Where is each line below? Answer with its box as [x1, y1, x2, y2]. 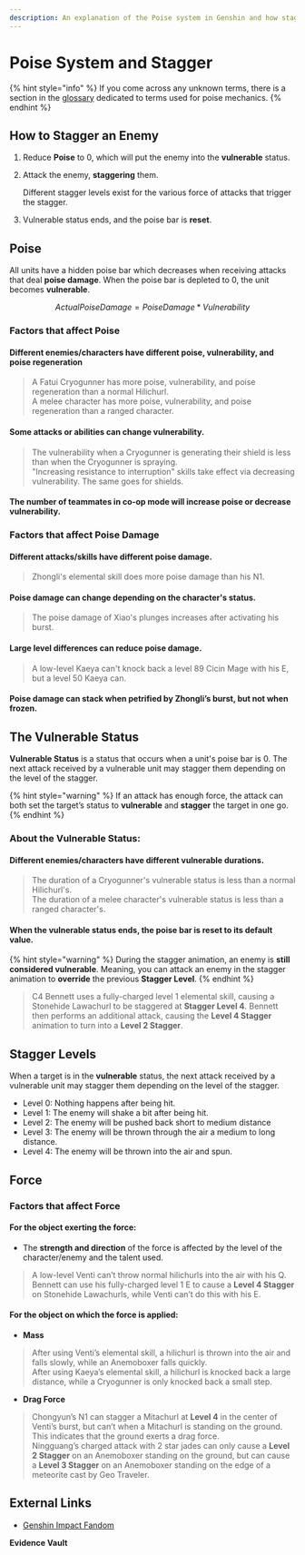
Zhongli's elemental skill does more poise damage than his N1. [31, 571, 265, 582]
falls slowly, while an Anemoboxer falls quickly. [31, 1356, 208, 1367]
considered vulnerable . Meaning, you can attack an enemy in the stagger [9, 964, 286, 975]
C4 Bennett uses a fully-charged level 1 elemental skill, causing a [31, 991, 275, 1002]
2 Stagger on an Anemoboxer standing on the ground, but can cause [31, 1450, 290, 1461]
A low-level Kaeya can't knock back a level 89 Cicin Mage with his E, [31, 663, 290, 674]
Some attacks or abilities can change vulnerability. [9, 426, 205, 437]
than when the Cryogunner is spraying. [31, 456, 179, 467]
